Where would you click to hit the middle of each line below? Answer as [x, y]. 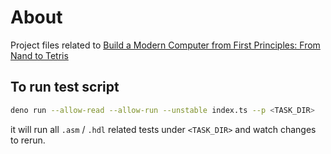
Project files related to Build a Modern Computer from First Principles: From [165, 45]
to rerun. [28, 140]
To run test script [65, 87]
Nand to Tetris [39, 55]
